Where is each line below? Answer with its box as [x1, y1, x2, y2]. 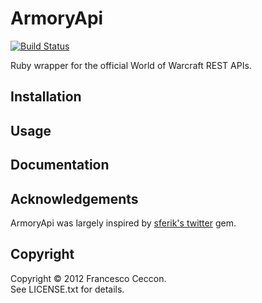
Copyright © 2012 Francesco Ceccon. [10, 272, 167, 284]
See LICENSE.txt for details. [10, 283, 125, 295]
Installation [10, 88, 82, 106]
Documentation [10, 157, 110, 174]
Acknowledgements [10, 190, 139, 207]
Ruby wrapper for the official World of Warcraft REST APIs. [10, 59, 252, 71]
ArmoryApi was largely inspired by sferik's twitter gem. [10, 217, 237, 229]
